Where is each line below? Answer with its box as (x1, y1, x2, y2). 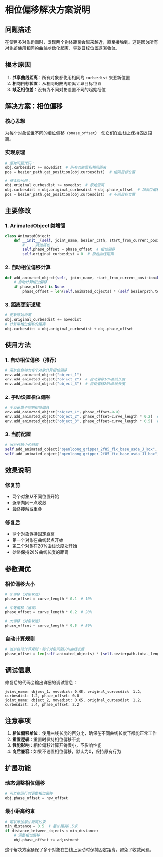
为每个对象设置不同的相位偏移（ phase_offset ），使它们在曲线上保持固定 (5, 130, 148, 136)
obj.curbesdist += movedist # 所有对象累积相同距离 (5, 165, 107, 170)
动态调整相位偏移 (5, 780, 45, 787)
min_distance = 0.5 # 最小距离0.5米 (5, 824, 78, 829)
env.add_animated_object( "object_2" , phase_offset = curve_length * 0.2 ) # (5, 414, 160, 419)
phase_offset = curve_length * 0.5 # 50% (5, 623, 92, 628)
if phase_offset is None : (14, 284, 66, 289)
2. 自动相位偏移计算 (5, 264, 51, 271)
